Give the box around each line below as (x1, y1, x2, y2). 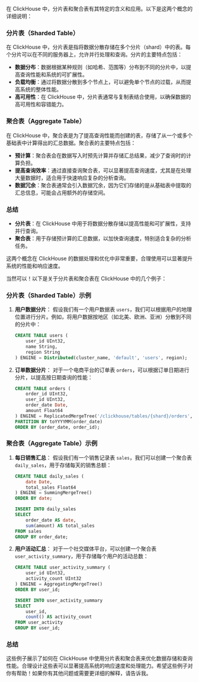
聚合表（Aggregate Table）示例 (6, 439, 98, 448)
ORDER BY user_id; (14, 586, 60, 593)
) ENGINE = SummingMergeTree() (14, 490, 92, 496)
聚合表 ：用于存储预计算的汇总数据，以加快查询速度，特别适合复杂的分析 (14, 234, 191, 242)
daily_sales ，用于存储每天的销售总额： (14, 461, 112, 469)
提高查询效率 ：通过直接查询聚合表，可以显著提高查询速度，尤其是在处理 (14, 166, 191, 174)
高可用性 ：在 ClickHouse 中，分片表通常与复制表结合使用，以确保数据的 (14, 93, 191, 100)
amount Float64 (25, 408, 63, 414)
